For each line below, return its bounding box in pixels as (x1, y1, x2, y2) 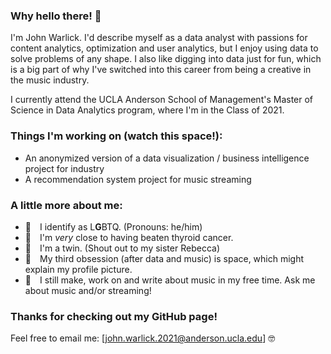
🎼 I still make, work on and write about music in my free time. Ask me (24, 274, 316, 286)
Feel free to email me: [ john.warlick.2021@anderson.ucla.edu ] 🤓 (10, 332, 276, 344)
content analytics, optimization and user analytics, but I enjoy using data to (10, 42, 319, 54)
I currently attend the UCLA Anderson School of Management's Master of (10, 94, 314, 106)
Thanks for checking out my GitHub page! (10, 309, 218, 323)
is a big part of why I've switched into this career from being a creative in (10, 64, 312, 76)
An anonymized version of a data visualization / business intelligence (24, 152, 310, 164)
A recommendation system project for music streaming (24, 173, 252, 185)
